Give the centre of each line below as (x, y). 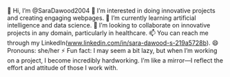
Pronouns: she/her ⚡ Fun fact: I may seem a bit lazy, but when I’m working (112, 51)
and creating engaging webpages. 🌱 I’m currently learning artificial (102, 18)
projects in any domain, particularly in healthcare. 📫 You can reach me (108, 33)
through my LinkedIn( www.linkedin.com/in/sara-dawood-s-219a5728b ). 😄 (113, 43)
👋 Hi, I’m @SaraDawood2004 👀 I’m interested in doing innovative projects (111, 11)
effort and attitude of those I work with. (63, 68)
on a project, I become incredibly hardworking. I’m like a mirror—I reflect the (115, 60)
